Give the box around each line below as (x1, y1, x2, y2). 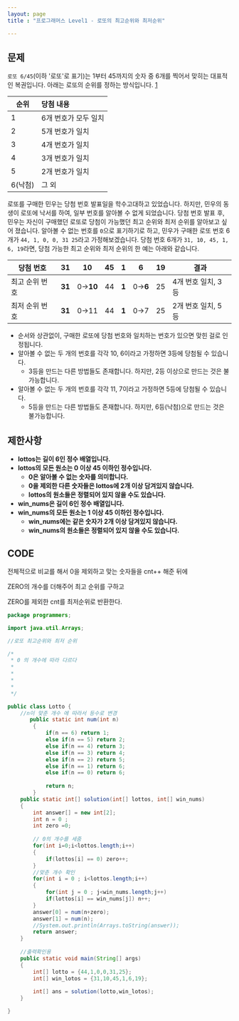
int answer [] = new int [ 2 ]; (33, 809, 116, 816)
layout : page (7, 10, 46, 18)
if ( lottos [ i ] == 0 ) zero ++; (45, 855, 129, 863)
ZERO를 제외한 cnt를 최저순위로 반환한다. (7, 597, 122, 606)
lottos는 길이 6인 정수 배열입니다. (17, 454, 111, 464)
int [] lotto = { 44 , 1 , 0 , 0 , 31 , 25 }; (33, 968, 132, 975)
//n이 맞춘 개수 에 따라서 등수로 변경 (20, 709, 117, 717)
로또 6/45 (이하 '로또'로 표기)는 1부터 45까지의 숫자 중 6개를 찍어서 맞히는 (7, 72, 209, 81)
